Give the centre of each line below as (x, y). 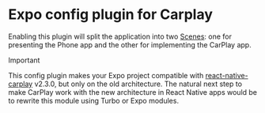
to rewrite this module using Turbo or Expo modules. (94, 100)
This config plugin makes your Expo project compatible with (106, 75)
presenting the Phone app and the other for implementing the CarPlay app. (130, 44)
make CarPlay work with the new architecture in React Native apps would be (133, 92)
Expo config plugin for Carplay (111, 15)
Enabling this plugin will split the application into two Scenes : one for (120, 36)
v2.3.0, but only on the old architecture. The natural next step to (138, 84)
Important (24, 60)
